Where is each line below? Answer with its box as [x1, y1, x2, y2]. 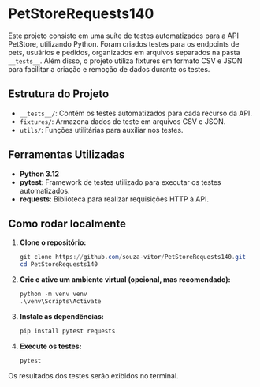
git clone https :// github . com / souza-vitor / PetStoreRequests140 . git [19, 254, 247, 261]
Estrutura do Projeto [8, 88, 110, 101]
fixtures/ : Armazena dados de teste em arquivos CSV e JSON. [19, 116, 226, 126]
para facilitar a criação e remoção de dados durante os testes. [8, 64, 210, 73]
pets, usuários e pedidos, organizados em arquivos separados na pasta [8, 47, 240, 57]
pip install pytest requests [19, 327, 116, 335]
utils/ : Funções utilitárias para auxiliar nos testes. [19, 125, 184, 134]
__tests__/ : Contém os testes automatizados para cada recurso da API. [19, 108, 252, 118]
